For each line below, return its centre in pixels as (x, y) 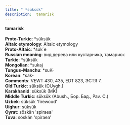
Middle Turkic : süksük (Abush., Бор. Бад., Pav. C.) (57, 96)
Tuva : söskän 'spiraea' (28, 117)
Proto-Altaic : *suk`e (26, 49)
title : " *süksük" (24, 10)
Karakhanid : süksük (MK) (31, 91)
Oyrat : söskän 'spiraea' (29, 112)
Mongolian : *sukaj (24, 65)
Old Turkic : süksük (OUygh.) (34, 86)
